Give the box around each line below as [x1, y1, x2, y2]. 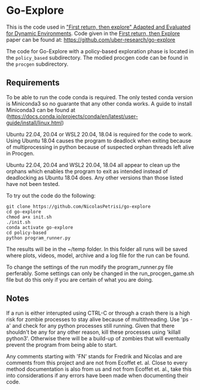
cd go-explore [6, 209, 42, 215]
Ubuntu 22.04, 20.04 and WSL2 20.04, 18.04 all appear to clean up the [6, 161, 180, 168]
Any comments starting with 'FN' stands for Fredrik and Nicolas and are [6, 352, 183, 359]
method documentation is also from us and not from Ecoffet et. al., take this [6, 365, 192, 373]
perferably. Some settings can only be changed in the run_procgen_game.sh [6, 270, 195, 277]
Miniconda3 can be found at [6, 106, 76, 114]
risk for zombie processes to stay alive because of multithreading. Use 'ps [6, 315, 189, 323]
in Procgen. [6, 150, 35, 157]
